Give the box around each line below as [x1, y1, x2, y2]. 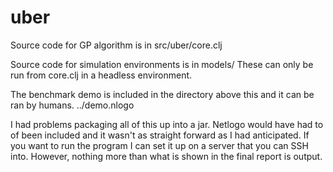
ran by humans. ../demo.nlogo [10, 99, 135, 111]
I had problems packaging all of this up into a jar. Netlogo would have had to [10, 118, 324, 130]
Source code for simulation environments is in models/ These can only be [10, 58, 314, 70]
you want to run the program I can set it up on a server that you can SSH [10, 139, 309, 151]
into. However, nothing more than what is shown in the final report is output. [10, 150, 323, 162]
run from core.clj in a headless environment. [10, 69, 193, 81]
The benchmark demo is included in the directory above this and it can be [10, 88, 315, 100]
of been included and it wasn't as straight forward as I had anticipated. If [10, 129, 310, 141]
